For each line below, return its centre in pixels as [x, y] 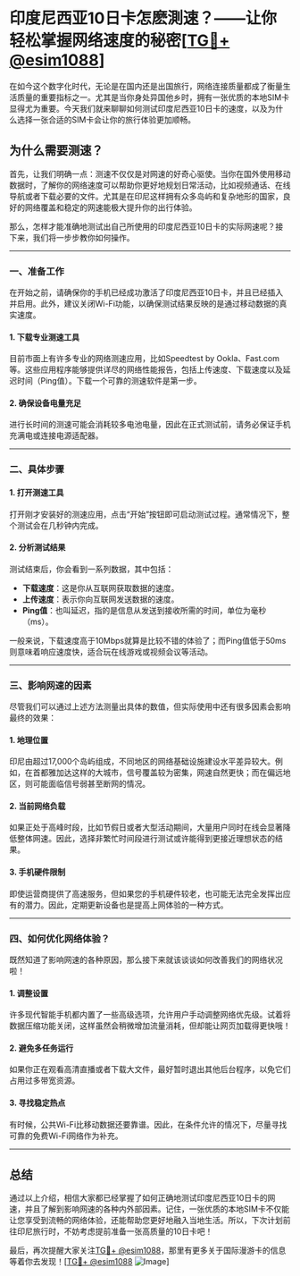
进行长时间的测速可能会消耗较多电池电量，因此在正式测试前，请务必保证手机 [150, 425]
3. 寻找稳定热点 [37, 1103]
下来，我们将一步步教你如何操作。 [72, 237]
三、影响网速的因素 [50, 685]
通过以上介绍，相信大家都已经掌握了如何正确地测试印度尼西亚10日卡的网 [142, 1198]
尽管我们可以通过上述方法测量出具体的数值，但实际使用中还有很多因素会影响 [150, 706]
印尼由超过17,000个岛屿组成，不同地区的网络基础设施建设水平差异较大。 [142, 762]
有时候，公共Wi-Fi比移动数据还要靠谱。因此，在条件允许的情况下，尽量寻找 [148, 1124]
